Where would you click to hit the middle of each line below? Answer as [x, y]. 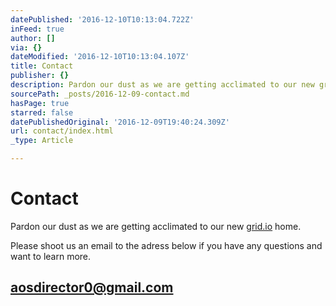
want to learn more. [51, 256]
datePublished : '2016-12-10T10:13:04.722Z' [102, 19]
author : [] [33, 38]
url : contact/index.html [62, 131]
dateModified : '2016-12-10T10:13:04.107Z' [100, 57]
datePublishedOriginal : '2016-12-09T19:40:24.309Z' [120, 122]
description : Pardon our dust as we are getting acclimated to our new [162, 85]
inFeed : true [37, 29]
